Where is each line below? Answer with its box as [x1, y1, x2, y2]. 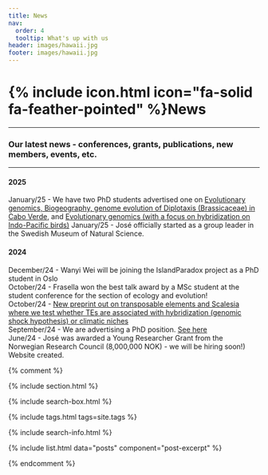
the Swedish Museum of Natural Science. [8, 229, 145, 238]
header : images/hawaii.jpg [8, 42, 98, 50]
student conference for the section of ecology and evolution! [8, 290, 208, 300]
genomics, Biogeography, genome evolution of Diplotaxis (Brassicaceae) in [8, 203, 255, 213]
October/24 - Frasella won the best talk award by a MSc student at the [8, 281, 240, 292]
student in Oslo [8, 273, 58, 283]
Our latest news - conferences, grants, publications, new [8, 138, 234, 150]
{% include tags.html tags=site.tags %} [8, 412, 137, 421]
